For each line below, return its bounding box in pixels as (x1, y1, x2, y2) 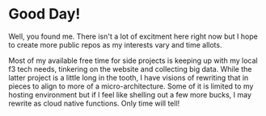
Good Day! (8, 5, 81, 23)
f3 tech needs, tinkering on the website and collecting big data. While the (8, 64, 252, 73)
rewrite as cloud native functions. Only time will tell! (8, 98, 180, 108)
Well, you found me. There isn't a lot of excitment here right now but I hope (8, 31, 259, 41)
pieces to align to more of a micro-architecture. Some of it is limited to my (8, 81, 254, 91)
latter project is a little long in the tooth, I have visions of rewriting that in (8, 72, 249, 82)
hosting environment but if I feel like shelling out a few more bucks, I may (8, 89, 252, 99)
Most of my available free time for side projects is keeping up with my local (8, 56, 258, 65)
